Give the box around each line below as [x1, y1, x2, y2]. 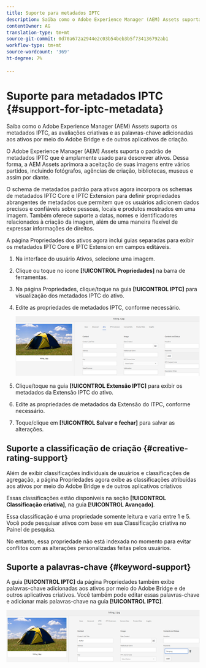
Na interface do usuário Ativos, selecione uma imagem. [15, 255, 155, 262]
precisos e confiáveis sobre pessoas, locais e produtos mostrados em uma [6, 205, 196, 212]
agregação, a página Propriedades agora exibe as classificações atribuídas [6, 476, 197, 483]
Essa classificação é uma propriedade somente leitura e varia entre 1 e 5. [6, 513, 191, 520]
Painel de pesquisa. [6, 525, 56, 533]
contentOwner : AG [6, 23, 51, 29]
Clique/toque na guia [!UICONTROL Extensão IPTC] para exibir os [15, 382, 183, 390]
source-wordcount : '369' [6, 49, 70, 55]
